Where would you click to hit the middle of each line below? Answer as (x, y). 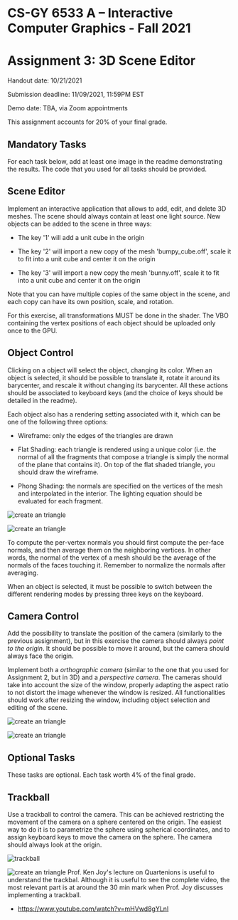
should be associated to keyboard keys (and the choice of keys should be (115, 392)
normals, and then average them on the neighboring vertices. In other (109, 550)
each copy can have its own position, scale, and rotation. (91, 301)
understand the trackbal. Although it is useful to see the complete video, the (119, 880)
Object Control (40, 353)
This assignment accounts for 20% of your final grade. (87, 122)
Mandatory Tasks (47, 144)
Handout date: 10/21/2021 (45, 80)
